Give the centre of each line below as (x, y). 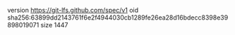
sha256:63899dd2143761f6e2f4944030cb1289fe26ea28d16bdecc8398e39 (118, 17)
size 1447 (54, 25)
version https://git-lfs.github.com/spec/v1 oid (73, 10)
